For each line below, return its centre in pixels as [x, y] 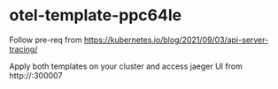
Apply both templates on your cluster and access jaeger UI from [126, 66]
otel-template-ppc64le [96, 15]
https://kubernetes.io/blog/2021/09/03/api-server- [176, 40]
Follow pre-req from [46, 40]
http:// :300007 [36, 75]
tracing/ [23, 48]
